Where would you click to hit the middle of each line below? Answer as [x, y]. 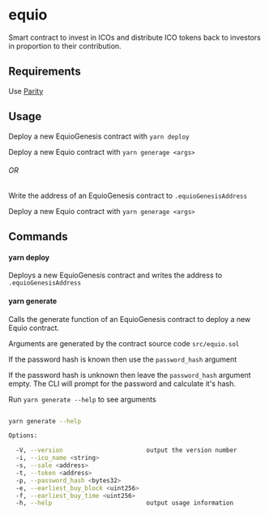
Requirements [45, 72]
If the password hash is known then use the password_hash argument [123, 359]
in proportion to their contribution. [65, 45]
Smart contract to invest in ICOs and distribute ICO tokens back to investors [134, 37]
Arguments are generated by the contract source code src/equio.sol [124, 343]
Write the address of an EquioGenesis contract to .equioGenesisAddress [128, 195]
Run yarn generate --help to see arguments [82, 399]
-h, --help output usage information [124, 503]
